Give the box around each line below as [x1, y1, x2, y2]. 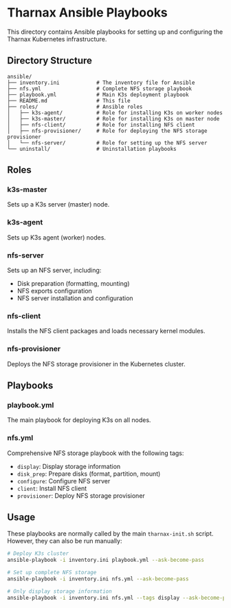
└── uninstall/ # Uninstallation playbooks [7, 145, 177, 152]
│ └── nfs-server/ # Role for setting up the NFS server [7, 139, 208, 146]
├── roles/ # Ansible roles [7, 103, 143, 110]
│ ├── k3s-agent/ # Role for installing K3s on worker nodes [7, 109, 223, 116]
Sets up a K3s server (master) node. [7, 200, 110, 209]
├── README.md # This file [7, 97, 131, 104]
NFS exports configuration [16, 287, 93, 295]
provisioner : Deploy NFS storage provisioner [16, 491, 146, 500]
